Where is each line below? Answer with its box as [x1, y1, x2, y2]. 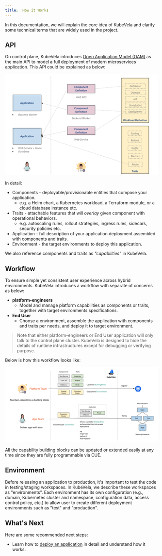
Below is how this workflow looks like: [5, 357, 81, 363]
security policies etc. [19, 226, 62, 231]
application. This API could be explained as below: [5, 64, 106, 70]
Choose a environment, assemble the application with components [19, 318, 153, 324]
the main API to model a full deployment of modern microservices [5, 59, 136, 65]
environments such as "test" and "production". [5, 505, 98, 510]
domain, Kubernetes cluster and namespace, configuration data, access [5, 494, 149, 500]
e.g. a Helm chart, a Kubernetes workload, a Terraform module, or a [19, 200, 155, 206]
